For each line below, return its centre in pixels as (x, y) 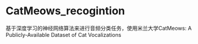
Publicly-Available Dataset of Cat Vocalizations (63, 34)
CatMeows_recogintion (65, 11)
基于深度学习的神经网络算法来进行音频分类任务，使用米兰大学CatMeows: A (99, 28)
